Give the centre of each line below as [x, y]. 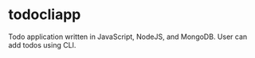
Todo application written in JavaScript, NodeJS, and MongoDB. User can [128, 37]
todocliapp [45, 15]
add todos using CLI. [42, 44]
